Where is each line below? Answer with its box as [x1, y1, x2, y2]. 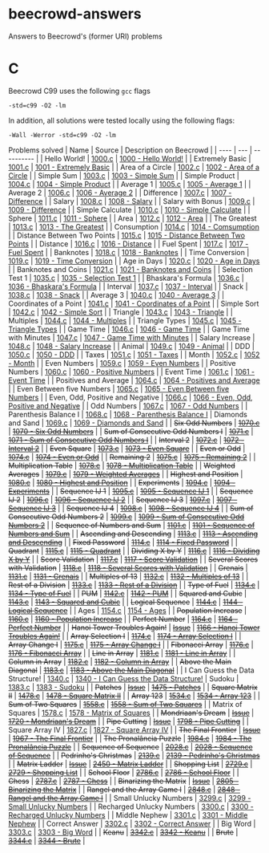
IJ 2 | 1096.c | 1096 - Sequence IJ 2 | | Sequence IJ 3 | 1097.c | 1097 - [8, 494, 238, 504]
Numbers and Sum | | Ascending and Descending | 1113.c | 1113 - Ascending [8, 529, 259, 538]
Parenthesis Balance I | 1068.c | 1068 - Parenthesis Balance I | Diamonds [8, 409, 248, 419]
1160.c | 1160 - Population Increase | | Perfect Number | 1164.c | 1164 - [8, 614, 239, 624]
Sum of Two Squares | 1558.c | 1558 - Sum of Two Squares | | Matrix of [8, 699, 243, 709]
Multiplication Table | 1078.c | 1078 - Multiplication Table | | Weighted [8, 461, 236, 470]
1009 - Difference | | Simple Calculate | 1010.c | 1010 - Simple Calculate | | [8, 205, 251, 214]
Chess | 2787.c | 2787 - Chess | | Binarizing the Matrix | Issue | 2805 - [8, 776, 239, 786]
